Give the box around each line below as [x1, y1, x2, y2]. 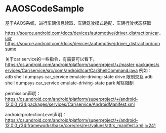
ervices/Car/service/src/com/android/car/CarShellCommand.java [5, 67, 138, 73]
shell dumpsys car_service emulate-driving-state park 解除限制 [5, 80, 134, 86]
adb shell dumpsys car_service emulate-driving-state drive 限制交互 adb [5, 73, 153, 79]
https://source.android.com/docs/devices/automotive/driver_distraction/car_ [5, 30, 161, 36]
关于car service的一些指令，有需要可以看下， [5, 56, 97, 62]
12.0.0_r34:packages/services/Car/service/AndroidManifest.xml [5, 101, 135, 107]
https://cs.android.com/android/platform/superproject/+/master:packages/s [5, 62, 160, 67]
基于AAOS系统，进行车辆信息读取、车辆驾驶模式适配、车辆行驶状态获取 [5, 20, 152, 26]
